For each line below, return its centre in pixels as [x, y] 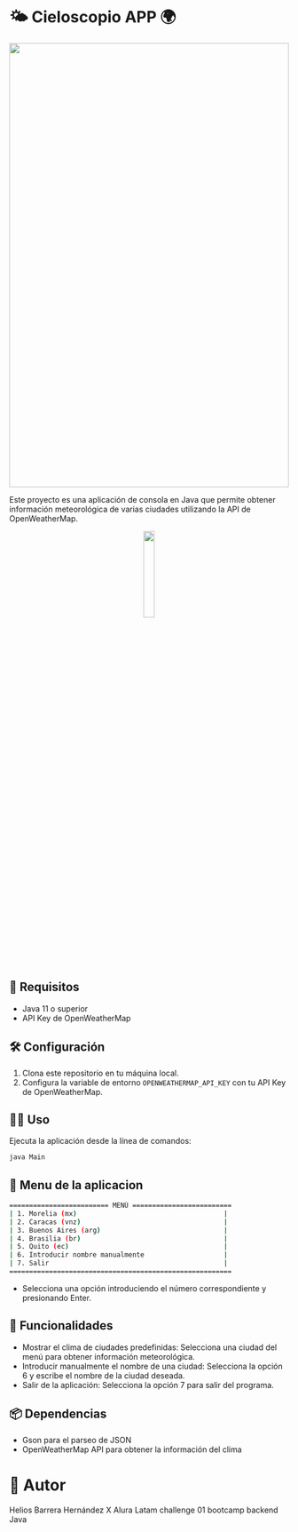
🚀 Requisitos [44, 987]
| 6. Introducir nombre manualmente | [118, 1255]
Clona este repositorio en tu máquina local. [100, 1073]
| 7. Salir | [118, 1263]
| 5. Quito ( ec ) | [118, 1247]
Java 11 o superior [55, 1008]
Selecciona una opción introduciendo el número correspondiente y [144, 1288]
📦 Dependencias [58, 1414]
